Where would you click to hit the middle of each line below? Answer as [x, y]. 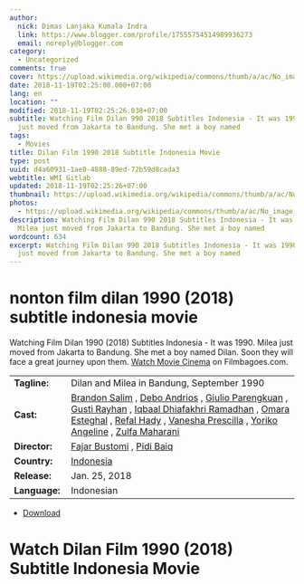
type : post [30, 161]
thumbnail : [30, 195]
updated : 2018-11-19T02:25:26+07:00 [78, 187]
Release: [33, 476]
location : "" [34, 102]
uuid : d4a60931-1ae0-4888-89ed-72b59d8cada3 [95, 169]
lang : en [26, 93]
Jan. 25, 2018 [101, 476]
